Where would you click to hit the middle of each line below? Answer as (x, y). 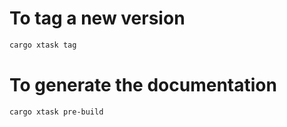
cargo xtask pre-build (56, 112)
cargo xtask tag (43, 45)
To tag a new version (97, 18)
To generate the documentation (143, 85)
